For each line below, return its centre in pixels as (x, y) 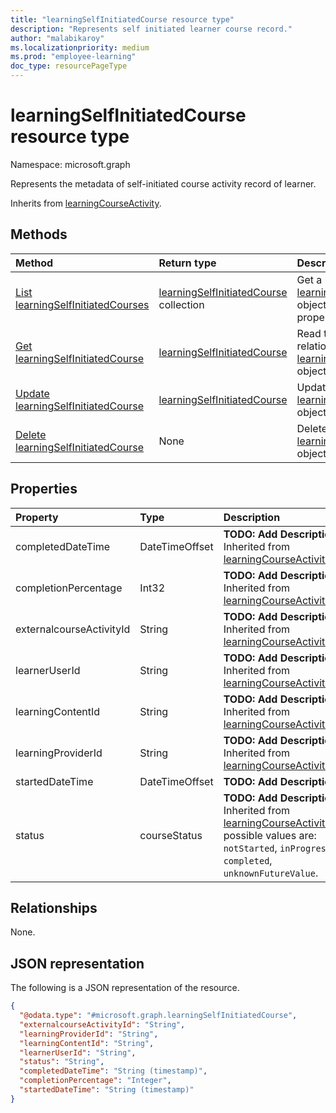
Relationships (54, 907)
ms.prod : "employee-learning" (73, 57)
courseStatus (171, 835)
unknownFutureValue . (271, 873)
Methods (39, 234)
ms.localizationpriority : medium (80, 47)
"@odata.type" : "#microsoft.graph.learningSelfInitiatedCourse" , (158, 1016)
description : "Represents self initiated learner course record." (151, 29)
